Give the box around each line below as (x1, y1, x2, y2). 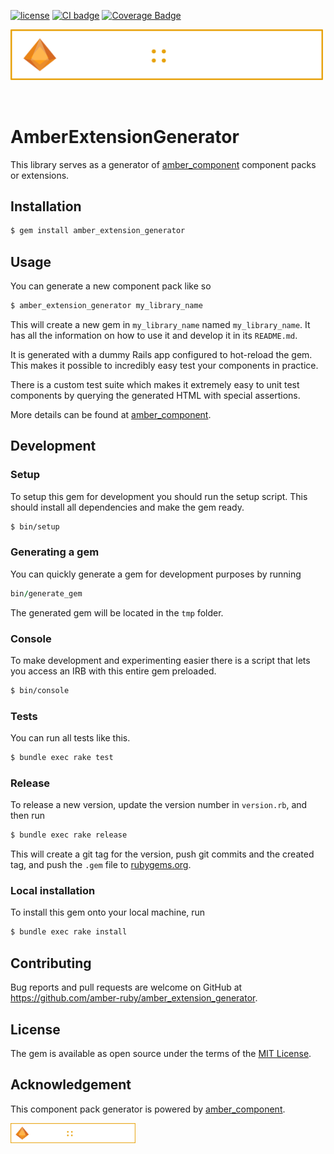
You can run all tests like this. (10, 732, 131, 744)
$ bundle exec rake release (10, 830, 128, 840)
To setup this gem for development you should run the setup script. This (10, 490, 308, 502)
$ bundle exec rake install (10, 927, 128, 937)
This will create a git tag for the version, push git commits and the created (10, 848, 315, 860)
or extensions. (10, 169, 70, 181)
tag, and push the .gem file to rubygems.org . (10, 859, 192, 871)
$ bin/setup (10, 521, 60, 532)
